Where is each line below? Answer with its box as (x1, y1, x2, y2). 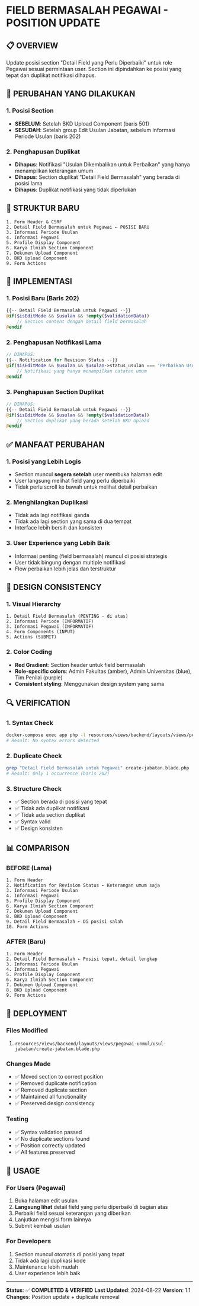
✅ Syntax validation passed (14, 1128, 82, 1135)
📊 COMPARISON (6, 843, 70, 853)
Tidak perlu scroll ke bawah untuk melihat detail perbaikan (14, 483, 158, 490)
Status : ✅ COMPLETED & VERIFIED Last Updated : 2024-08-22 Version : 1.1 (6, 1286, 191, 1294)
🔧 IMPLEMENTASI (6, 277, 72, 287)
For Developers (6, 1237, 52, 1246)
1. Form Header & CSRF (6, 219, 62, 225)
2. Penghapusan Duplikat (6, 147, 80, 156)
